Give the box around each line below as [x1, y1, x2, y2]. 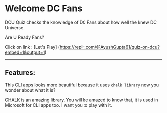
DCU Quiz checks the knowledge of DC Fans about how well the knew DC [5, 19, 157, 25]
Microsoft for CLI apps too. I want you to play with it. [5, 102, 113, 108]
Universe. [5, 24, 25, 30]
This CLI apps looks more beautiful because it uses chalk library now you [5, 82, 159, 88]
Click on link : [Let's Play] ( [5, 44, 60, 50]
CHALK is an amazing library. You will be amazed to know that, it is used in [5, 97, 158, 103]
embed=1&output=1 [5, 49, 45, 55]
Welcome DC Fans [5, 3, 83, 14]
